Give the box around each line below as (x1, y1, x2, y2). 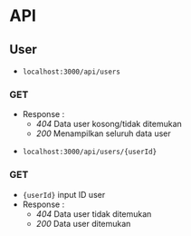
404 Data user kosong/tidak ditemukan (35, 119, 183, 130)
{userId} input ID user (22, 189, 106, 200)
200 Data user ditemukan (35, 218, 131, 229)
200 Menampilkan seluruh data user (35, 128, 172, 139)
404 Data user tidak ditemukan (35, 208, 152, 219)
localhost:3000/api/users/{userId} (22, 147, 158, 157)
